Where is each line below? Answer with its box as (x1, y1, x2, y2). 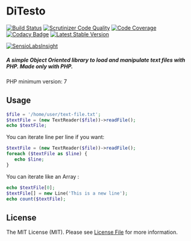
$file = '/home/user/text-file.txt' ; (6, 111, 101, 117)
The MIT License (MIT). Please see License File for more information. (6, 228, 178, 236)
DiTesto (6, 4, 46, 18)
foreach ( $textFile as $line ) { (6, 151, 87, 157)
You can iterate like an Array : (6, 173, 80, 180)
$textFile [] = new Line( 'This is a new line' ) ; (6, 190, 128, 196)
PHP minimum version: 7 (6, 77, 67, 85)
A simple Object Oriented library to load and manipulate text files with (6, 56, 186, 63)
